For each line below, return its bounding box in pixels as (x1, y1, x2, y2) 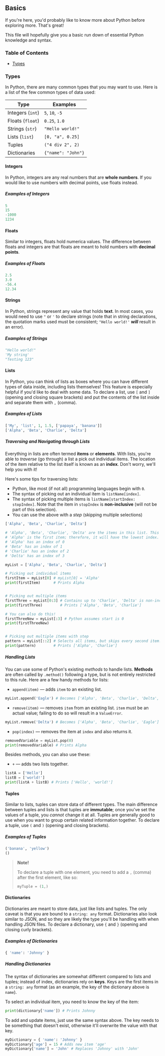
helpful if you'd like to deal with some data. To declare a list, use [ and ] (5, 389, 151, 395)
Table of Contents (5, 49, 49, 56)
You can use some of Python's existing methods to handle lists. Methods (5, 666, 153, 672)
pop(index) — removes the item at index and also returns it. (12, 728, 133, 734)
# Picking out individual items (5, 571, 71, 576)
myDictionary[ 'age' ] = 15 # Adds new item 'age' (5, 1042, 107, 1047)
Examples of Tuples (5, 833, 47, 839)
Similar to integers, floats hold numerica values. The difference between (5, 239, 151, 245)
